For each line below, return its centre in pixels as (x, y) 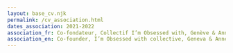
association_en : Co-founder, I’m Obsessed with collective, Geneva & (110, 39)
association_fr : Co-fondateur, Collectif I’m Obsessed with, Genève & (111, 33)
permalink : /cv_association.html (55, 20)
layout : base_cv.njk (37, 13)
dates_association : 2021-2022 (51, 26)
